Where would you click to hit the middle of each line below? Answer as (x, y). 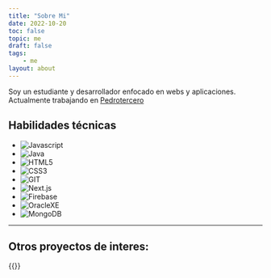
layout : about (32, 69)
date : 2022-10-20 (38, 23)
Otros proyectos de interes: (79, 246)
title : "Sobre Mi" (39, 16)
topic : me (25, 38)
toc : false (27, 31)
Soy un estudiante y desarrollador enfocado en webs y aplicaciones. (122, 91)
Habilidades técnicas (63, 126)
